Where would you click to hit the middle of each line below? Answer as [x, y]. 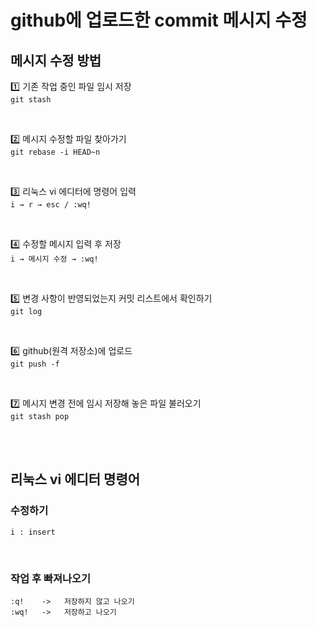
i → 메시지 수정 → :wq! [54, 259]
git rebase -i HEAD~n [55, 152]
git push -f [35, 364]
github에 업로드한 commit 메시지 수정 [159, 20]
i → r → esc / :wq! [51, 205]
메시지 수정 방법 [56, 60]
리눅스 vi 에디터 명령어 [75, 479]
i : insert [33, 532]
